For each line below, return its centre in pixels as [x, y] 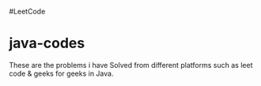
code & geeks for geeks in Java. [61, 73]
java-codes [47, 43]
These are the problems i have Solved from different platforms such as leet [131, 65]
